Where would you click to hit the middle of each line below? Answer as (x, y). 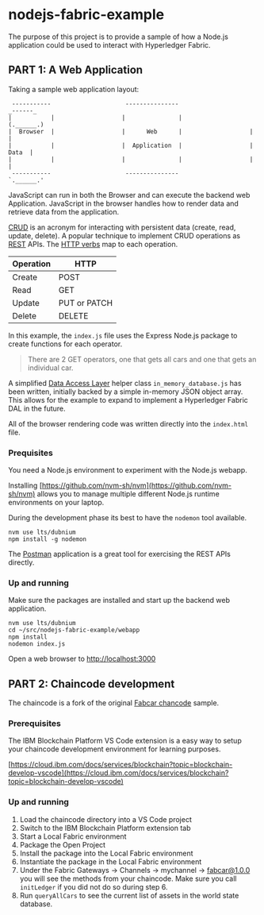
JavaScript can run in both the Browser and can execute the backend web (129, 195)
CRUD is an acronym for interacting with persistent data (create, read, (122, 227)
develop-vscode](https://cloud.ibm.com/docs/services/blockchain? (119, 773)
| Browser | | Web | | (131, 131)
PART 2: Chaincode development (92, 683)
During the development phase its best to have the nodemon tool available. (128, 518)
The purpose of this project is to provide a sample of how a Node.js (118, 37)
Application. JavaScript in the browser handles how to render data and (124, 203)
